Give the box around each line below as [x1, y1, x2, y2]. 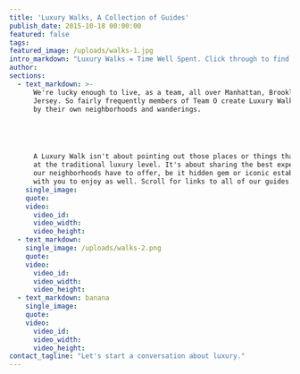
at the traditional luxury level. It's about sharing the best [32, 160, 274, 170]
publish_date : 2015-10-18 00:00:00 [9, 21, 142, 30]
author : [9, 64, 38, 72]
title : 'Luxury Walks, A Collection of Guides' [9, 13, 190, 22]
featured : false [9, 30, 70, 38]
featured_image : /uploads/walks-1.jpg [9, 47, 154, 55]
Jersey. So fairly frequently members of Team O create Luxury [32, 96, 274, 106]
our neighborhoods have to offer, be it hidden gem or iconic [32, 169, 270, 178]
